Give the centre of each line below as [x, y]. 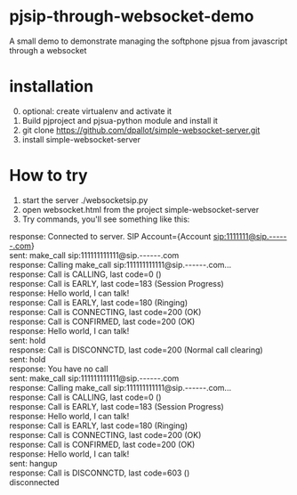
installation [52, 87]
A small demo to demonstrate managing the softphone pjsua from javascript [148, 41]
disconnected [34, 482]
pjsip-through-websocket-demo [132, 16]
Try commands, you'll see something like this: [106, 219]
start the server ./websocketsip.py [85, 200]
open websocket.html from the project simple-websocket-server [140, 209]
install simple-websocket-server [81, 139]
